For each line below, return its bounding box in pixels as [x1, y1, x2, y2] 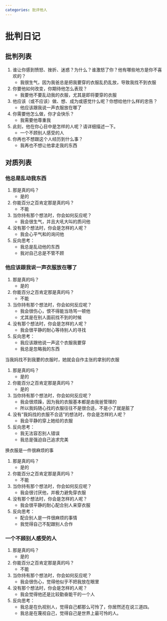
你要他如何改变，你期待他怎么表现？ [12, 85, 88, 91]
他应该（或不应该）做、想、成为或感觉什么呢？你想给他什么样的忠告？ [12, 98, 158, 104]
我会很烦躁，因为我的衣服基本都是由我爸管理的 [20, 399, 117, 405]
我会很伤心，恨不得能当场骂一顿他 [20, 308, 91, 314]
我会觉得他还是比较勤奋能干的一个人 [20, 591, 95, 597]
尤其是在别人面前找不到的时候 [20, 314, 82, 320]
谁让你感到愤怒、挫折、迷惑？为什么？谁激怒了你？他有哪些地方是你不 [12, 67, 158, 73]
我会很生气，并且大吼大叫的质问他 [20, 219, 91, 225]
